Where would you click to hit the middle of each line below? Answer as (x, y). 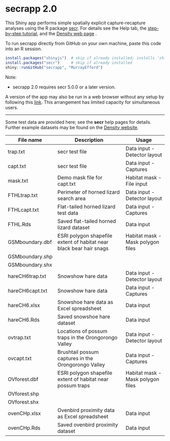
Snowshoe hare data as (85, 302)
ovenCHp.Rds (24, 428)
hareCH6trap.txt (27, 276)
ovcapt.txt (20, 358)
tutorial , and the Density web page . (60, 33)
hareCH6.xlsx (24, 305)
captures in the (75, 358)
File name (30, 140)
